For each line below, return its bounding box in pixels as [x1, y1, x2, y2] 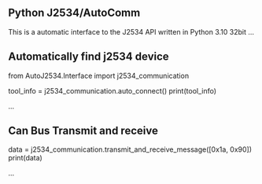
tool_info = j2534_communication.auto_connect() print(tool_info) [8, 86, 217, 95]
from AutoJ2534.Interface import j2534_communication [8, 71, 190, 80]
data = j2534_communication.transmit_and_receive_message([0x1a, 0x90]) [8, 145, 253, 154]
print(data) [8, 153, 43, 163]
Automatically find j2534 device [8, 50, 169, 64]
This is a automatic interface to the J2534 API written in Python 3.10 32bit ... [8, 27, 254, 36]
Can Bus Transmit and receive [8, 124, 159, 138]
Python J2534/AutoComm [8, 6, 141, 20]
